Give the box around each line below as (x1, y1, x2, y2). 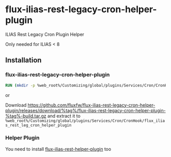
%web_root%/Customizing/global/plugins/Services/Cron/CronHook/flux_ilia (5, 118, 165, 123)
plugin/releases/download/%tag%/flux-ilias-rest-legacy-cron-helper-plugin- (5, 107, 166, 113)
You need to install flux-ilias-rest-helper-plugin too (5, 146, 111, 152)
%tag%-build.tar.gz (5, 113, 47, 119)
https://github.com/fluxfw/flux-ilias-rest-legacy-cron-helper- (27, 102, 156, 108)
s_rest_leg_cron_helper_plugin (5, 122, 72, 128)
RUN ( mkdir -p (5, 83, 36, 88)
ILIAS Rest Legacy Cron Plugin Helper (5, 31, 84, 37)
